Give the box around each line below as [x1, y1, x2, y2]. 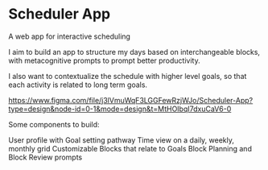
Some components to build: [8, 119, 100, 129]
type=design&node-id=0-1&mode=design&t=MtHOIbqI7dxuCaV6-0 [8, 104, 232, 114]
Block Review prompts [8, 152, 83, 162]
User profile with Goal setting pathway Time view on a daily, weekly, [8, 135, 235, 145]
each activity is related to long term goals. [8, 80, 147, 89]
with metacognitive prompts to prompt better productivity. [8, 56, 200, 65]
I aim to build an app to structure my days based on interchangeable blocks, [8, 47, 260, 56]
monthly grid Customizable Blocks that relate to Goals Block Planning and [8, 143, 252, 153]
